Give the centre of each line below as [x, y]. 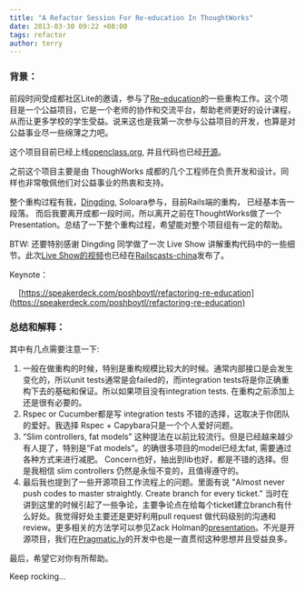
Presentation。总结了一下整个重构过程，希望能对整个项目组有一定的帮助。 [148, 225]
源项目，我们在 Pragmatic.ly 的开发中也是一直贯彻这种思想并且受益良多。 [157, 538]
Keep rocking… [38, 576]
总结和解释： [38, 327]
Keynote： [29, 275]
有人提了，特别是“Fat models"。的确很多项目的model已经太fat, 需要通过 [157, 447]
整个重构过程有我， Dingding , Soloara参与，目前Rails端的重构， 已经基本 [144, 202]
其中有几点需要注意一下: [54, 349]
